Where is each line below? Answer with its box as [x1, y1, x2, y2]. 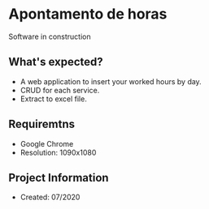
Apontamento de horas [8, 5, 168, 23]
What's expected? [8, 55, 103, 69]
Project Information [8, 171, 109, 185]
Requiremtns [8, 117, 76, 131]
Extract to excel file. [20, 94, 87, 104]
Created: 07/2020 [20, 192, 81, 203]
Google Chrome [20, 139, 74, 148]
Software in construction [8, 32, 91, 41]
